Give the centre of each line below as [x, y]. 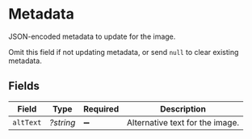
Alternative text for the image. [183, 122]
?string [63, 122]
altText [27, 122]
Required [101, 108]
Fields [24, 86]
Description [183, 108]
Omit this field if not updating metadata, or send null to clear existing [124, 52]
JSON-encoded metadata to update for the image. [92, 36]
